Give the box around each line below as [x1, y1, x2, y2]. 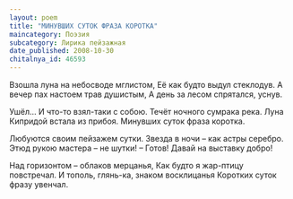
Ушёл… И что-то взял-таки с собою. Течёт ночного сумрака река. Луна [9, 107, 284, 117]
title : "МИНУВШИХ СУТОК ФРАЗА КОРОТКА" [9, 22, 159, 30]
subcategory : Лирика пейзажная [9, 38, 126, 48]
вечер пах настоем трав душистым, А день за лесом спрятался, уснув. [9, 89, 283, 99]
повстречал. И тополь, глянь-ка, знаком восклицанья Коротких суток [9, 169, 278, 180]
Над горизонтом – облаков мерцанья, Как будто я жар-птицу [9, 160, 244, 170]
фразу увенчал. [9, 179, 69, 189]
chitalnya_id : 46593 [9, 55, 87, 64]
